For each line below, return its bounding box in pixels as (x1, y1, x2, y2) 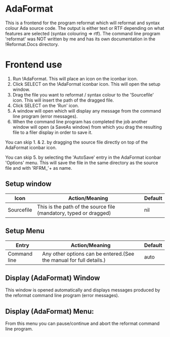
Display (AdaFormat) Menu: (5, 307, 95, 316)
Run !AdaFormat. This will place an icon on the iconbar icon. (12, 75, 138, 81)
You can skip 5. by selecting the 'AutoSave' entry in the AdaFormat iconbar (5, 154, 161, 160)
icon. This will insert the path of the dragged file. (12, 97, 114, 103)
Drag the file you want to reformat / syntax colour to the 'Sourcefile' (12, 91, 154, 98)
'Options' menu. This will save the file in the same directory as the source (5, 160, 158, 166)
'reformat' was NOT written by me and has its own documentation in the (5, 36, 156, 42)
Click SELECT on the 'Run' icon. (12, 102, 79, 109)
